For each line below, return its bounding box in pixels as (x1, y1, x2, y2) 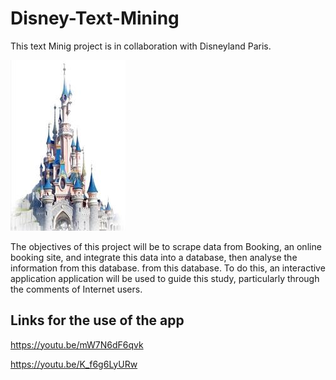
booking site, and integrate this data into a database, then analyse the (10, 251, 298, 263)
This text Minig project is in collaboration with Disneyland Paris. (10, 40, 272, 52)
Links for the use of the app (10, 312, 185, 329)
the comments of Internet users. (10, 283, 143, 295)
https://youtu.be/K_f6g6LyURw (10, 358, 138, 370)
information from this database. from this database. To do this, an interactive (10, 262, 326, 274)
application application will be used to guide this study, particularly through (10, 272, 320, 284)
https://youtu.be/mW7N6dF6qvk (10, 338, 144, 351)
